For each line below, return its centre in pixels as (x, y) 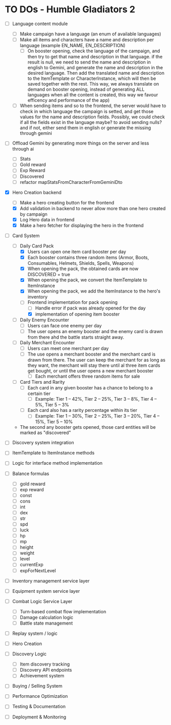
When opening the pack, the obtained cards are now (83, 269)
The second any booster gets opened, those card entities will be (88, 427)
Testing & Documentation (39, 707)
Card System (26, 235)
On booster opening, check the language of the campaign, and (94, 51)
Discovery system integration (43, 443)
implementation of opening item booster (77, 314)
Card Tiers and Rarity (42, 382)
